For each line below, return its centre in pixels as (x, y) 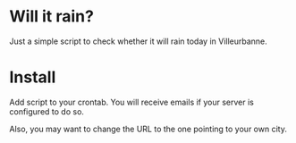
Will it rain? (51, 17)
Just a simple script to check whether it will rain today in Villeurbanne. (139, 41)
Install (33, 77)
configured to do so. (47, 111)
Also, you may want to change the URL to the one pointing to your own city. (148, 129)
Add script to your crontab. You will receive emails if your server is (132, 102)
